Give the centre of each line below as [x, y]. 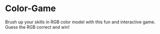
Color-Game [31, 8]
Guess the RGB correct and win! [37, 27]
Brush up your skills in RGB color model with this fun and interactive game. [80, 22]
